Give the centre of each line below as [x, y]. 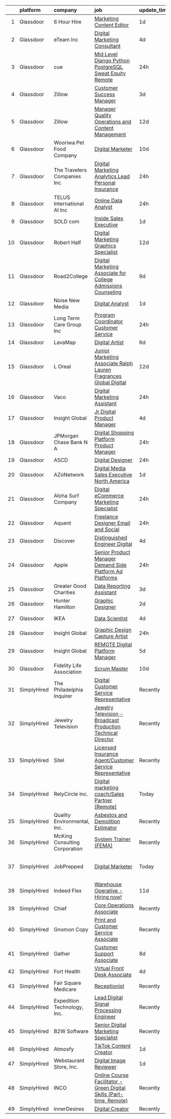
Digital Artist [109, 342]
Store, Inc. [66, 1067]
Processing [108, 1010]
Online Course [111, 1075]
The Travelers [70, 170]
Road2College [71, 276]
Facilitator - [109, 1082]
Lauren [103, 370]
